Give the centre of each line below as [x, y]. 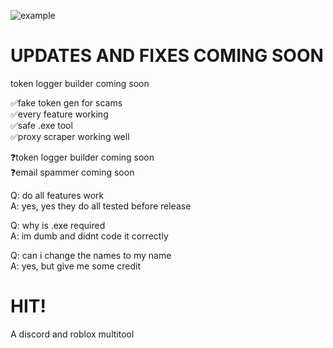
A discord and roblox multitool [72, 334]
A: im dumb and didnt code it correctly [89, 236]
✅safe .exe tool [41, 125]
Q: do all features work [57, 195]
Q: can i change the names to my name [91, 255]
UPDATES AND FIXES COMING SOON [167, 56]
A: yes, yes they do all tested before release [101, 206]
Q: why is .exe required [58, 225]
